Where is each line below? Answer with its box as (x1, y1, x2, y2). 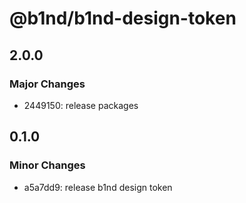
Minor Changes (9, 158, 86, 172)
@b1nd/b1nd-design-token (9, 7, 237, 30)
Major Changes (9, 77, 86, 91)
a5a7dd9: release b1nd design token (23, 181, 173, 193)
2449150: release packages (23, 99, 139, 111)
